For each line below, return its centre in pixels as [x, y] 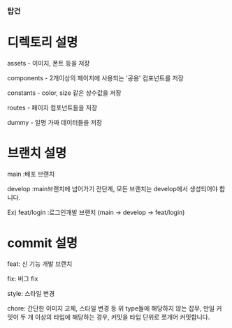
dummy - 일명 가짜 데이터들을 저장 [55, 122]
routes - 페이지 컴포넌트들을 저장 [52, 107]
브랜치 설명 [37, 153]
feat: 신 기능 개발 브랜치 [40, 264]
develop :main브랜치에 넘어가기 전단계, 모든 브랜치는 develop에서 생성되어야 [113, 188]
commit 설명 [43, 243]
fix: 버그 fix [23, 278]
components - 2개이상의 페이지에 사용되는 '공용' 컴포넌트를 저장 [95, 77]
